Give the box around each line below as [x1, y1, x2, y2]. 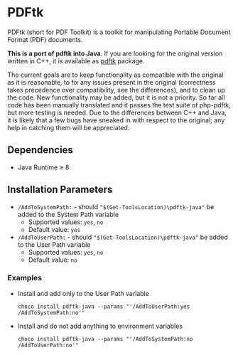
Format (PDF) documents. [7, 35, 83, 43]
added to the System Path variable [17, 210, 119, 218]
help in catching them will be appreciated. [7, 123, 130, 132]
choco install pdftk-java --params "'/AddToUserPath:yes [17, 303, 190, 310]
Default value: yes [28, 225, 81, 233]
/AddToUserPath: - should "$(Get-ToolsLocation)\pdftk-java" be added [17, 233, 229, 241]
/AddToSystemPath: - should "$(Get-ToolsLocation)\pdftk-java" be [17, 202, 215, 211]
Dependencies [7, 144, 73, 157]
